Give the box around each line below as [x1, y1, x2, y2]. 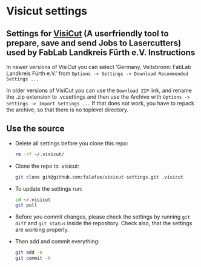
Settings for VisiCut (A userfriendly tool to [6, 28, 169, 39]
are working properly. [15, 226, 69, 234]
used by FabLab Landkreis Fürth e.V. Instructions [6, 47, 196, 58]
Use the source [6, 124, 65, 134]
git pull [15, 202, 38, 208]
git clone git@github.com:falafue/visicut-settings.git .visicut [15, 174, 183, 180]
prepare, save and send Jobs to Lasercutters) [6, 38, 182, 48]
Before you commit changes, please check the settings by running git [15, 213, 191, 220]
